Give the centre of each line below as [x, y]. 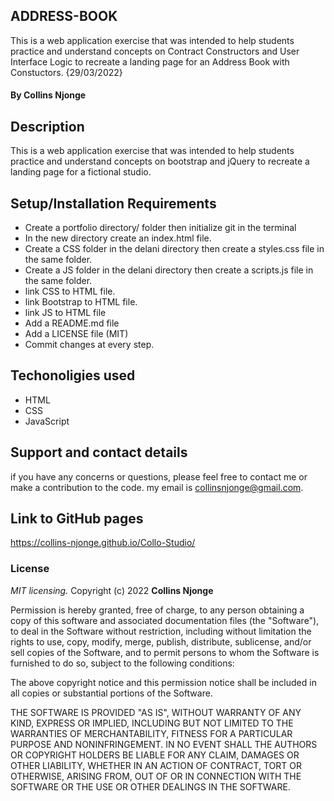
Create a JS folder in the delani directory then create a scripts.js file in [169, 270]
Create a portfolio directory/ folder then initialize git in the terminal [160, 228]
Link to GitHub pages [77, 519]
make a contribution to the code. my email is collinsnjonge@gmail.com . [157, 487]
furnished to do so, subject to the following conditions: [122, 663]
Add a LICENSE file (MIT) [76, 334]
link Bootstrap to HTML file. [81, 302]
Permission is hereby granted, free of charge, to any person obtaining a [157, 610]
